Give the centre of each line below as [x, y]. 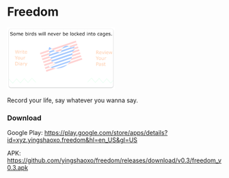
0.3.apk [18, 168]
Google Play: [25, 133]
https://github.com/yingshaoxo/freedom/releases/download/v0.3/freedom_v [114, 160]
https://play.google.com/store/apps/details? [106, 133]
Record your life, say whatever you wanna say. [73, 100]
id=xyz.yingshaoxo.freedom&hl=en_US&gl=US [72, 140]
